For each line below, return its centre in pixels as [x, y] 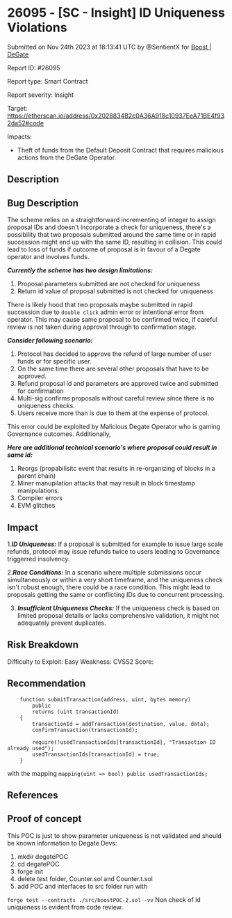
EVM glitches [36, 506]
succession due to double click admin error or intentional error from [105, 312]
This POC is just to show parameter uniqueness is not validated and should [115, 835]
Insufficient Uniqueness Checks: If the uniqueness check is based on [118, 608]
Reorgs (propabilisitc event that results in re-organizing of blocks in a [116, 469]
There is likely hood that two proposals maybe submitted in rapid [100, 305]
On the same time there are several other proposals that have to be [113, 369]
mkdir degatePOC [43, 856]
